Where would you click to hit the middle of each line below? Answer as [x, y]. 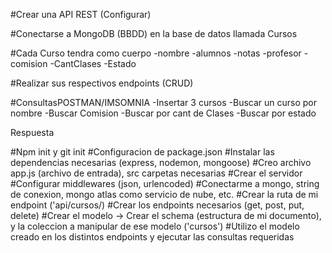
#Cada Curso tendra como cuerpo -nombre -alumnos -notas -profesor [156, 53]
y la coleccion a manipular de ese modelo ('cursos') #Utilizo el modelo [155, 226]
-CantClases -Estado [93, 63]
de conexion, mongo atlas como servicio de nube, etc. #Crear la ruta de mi [164, 194]
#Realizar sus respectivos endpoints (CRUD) [102, 83]
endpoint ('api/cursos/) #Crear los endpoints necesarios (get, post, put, [157, 205]
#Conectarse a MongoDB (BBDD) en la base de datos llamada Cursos [154, 33]
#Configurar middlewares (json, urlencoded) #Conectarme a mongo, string [165, 183]
